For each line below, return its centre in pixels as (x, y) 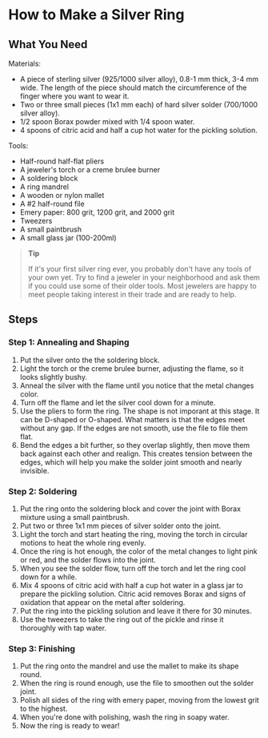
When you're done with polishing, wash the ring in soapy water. (124, 717)
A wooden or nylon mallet (62, 195)
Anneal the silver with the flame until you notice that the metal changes (137, 385)
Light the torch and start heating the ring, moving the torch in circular (134, 534)
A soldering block (49, 178)
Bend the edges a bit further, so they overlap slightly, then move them (135, 445)
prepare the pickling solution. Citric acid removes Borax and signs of (133, 594)
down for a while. (48, 577)
